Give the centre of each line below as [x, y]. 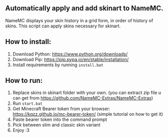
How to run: [24, 81]
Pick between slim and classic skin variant [57, 125]
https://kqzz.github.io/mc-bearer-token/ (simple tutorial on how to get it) [88, 114]
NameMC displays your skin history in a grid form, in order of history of [79, 20]
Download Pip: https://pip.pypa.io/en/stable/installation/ [71, 59]
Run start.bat [27, 104]
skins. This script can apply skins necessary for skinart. [63, 26]
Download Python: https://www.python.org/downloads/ [70, 54]
